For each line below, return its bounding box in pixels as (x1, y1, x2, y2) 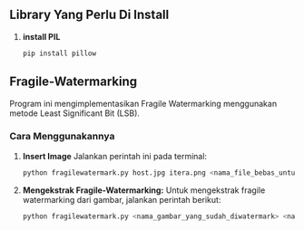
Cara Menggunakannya (9, 130, 115, 143)
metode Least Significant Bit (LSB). (9, 108, 141, 119)
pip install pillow (22, 49, 97, 58)
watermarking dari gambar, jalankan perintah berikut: (22, 194, 221, 205)
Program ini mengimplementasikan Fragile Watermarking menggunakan (9, 98, 278, 109)
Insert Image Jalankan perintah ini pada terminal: (22, 150, 207, 161)
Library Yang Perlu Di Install (9, 7, 170, 23)
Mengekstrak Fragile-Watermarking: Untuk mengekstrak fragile (22, 185, 266, 196)
